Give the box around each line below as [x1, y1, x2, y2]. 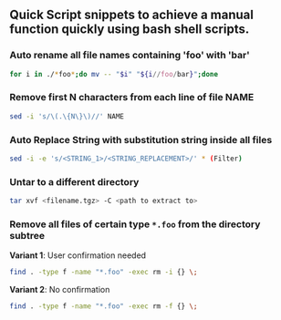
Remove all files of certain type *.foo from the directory [9, 218, 261, 231]
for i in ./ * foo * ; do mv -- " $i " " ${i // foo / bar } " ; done [9, 69, 219, 78]
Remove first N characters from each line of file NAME [9, 91, 255, 104]
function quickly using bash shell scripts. [9, 22, 250, 37]
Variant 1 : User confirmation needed [9, 250, 147, 261]
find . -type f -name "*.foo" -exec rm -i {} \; [9, 268, 198, 277]
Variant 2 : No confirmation [9, 284, 110, 295]
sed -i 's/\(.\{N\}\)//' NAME [9, 111, 125, 121]
